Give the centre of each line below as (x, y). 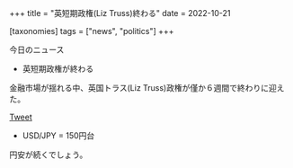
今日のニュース (37, 49)
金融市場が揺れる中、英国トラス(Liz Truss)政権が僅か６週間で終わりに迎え (147, 88)
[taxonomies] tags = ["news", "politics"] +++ (92, 31)
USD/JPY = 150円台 (58, 136)
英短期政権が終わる (58, 69)
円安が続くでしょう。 (49, 155)
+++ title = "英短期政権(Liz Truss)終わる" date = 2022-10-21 (120, 13)
